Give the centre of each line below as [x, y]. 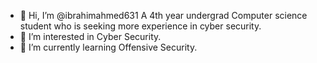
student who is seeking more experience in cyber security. [140, 26]
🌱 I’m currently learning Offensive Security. [108, 47]
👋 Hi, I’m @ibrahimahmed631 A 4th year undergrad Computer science [163, 15]
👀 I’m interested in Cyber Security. [90, 36]
